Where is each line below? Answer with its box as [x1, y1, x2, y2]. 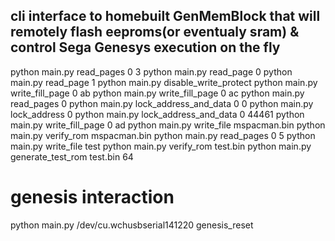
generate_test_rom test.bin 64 [10, 150, 134, 163]
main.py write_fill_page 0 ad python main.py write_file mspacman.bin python [10, 119, 326, 131]
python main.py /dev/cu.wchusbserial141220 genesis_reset [10, 219, 254, 231]
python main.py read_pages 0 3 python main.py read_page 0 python [10, 65, 293, 78]
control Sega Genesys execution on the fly [10, 39, 281, 56]
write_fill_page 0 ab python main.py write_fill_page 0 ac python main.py [10, 87, 305, 99]
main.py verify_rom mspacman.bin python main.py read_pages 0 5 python [10, 129, 316, 141]
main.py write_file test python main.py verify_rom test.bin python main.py [10, 140, 312, 152]
